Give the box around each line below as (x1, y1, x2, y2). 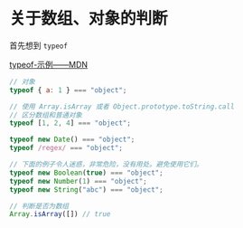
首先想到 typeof (9, 40, 68, 51)
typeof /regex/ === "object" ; (9, 144, 124, 153)
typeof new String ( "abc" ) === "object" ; (9, 185, 164, 195)
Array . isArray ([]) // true (9, 210, 111, 219)
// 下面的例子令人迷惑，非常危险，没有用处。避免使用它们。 (9, 160, 203, 169)
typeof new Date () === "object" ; (9, 135, 136, 145)
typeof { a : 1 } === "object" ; (9, 85, 127, 95)
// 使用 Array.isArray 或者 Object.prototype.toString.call (9, 101, 235, 111)
